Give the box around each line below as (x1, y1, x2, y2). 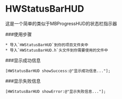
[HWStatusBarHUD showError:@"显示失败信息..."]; (5, 89, 106, 94)
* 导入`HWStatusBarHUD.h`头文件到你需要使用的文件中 (5, 48, 108, 53)
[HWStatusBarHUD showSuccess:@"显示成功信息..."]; (5, 68, 111, 74)
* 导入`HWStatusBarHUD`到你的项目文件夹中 (5, 42, 88, 47)
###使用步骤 (5, 31, 32, 37)
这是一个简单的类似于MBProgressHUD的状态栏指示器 (5, 20, 117, 26)
